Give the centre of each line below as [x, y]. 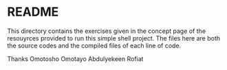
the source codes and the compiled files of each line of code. [94, 45]
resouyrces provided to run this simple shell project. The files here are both [114, 38]
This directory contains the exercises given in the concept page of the [107, 31]
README [33, 12]
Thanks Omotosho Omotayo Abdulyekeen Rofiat [75, 58]
